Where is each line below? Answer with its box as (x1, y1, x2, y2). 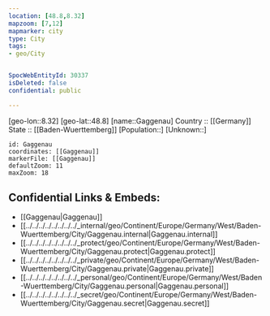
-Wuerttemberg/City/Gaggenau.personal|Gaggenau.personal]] (19, 281, 229, 291)
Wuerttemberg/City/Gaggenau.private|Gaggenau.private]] (19, 264, 215, 274)
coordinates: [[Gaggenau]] (8, 147, 100, 155)
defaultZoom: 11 (8, 162, 63, 170)
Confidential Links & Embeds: (8, 191, 161, 205)
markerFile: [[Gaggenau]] (8, 154, 96, 162)
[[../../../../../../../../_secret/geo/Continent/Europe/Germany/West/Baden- (19, 290, 258, 300)
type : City (8, 34, 45, 43)
